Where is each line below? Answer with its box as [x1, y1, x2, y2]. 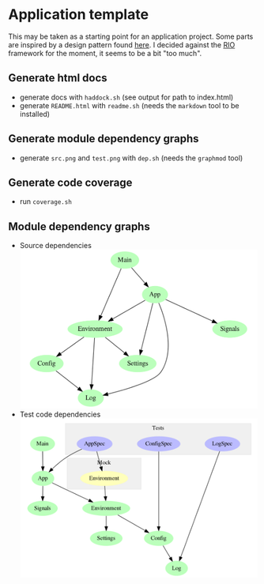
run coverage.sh [19, 197, 73, 206]
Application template [8, 6, 149, 24]
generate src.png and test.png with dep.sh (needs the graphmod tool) [19, 153, 243, 163]
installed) [19, 109, 50, 119]
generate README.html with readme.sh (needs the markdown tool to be [19, 100, 239, 110]
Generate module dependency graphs [8, 132, 199, 145]
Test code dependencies [19, 409, 101, 420]
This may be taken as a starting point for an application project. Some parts [8, 32, 254, 41]
